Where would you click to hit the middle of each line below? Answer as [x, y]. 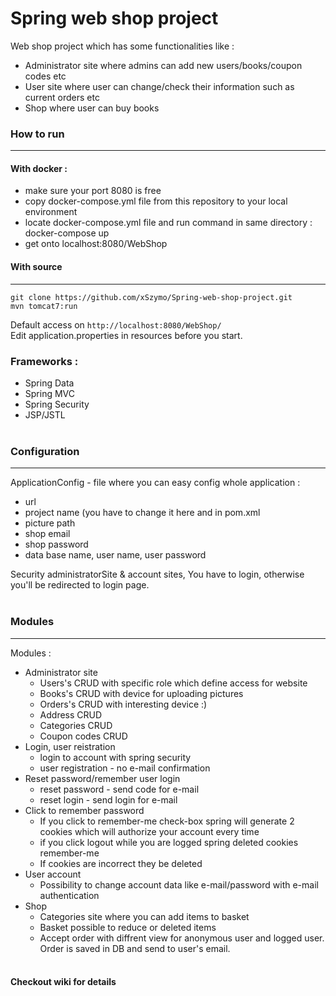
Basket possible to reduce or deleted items [128, 927]
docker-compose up [67, 233]
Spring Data [49, 383]
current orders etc [62, 97]
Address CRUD [71, 714]
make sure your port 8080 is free [93, 191]
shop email [47, 534]
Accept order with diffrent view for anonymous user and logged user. [182, 938]
